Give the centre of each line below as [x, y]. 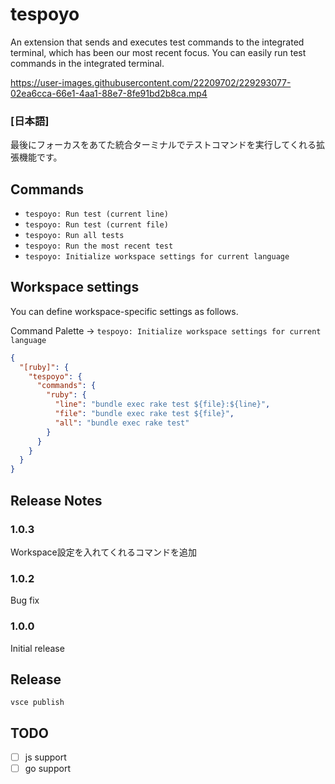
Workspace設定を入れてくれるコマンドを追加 [103, 552]
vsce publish [37, 703]
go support [47, 769]
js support [45, 757]
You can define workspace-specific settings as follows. [124, 311]
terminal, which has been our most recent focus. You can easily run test [158, 52]
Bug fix [25, 600]
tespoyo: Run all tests [74, 236]
